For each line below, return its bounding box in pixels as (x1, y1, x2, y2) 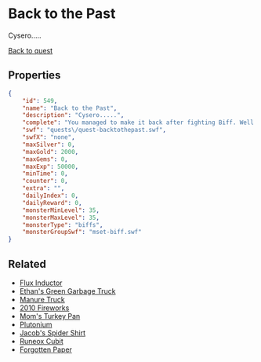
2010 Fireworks (19, 303, 70, 313)
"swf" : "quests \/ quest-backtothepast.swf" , (22, 126, 167, 134)
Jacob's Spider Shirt (19, 327, 86, 338)
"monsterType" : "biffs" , (22, 221, 103, 229)
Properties (8, 68, 61, 82)
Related (8, 257, 47, 271)
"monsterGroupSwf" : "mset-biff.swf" (22, 229, 143, 236)
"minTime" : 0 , (22, 170, 68, 177)
